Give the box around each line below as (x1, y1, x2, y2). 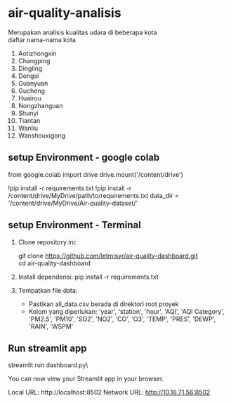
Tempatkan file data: (18, 286, 78, 294)
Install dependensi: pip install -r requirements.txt (18, 272, 159, 281)
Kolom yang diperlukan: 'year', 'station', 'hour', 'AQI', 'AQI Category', (28, 307, 225, 315)
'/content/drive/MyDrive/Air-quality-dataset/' (8, 199, 138, 207)
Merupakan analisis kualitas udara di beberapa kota (8, 28, 157, 37)
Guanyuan (18, 79, 48, 87)
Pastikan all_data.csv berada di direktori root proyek (28, 300, 179, 308)
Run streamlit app (8, 342, 87, 354)
